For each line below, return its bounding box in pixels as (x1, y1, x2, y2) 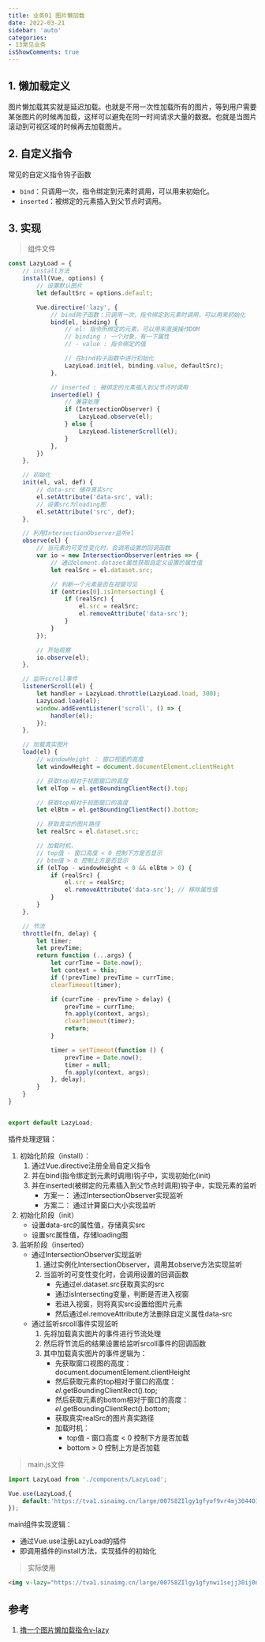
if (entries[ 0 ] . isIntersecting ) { (50, 588, 164, 596)
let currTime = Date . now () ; (50, 959, 144, 967)
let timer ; (36, 937, 73, 945)
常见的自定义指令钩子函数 (8, 169, 91, 179)
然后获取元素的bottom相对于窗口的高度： (54, 1395, 189, 1404)
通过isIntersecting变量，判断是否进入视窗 (54, 1289, 189, 1298)
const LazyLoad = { (8, 260, 73, 268)
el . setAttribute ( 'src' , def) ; (36, 507, 136, 516)
